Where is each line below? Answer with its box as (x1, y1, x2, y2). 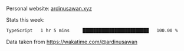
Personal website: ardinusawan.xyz (6, 5, 93, 12)
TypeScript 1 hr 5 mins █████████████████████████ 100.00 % (6, 28, 178, 33)
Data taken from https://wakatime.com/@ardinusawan (6, 38, 137, 45)
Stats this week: (6, 16, 45, 23)
